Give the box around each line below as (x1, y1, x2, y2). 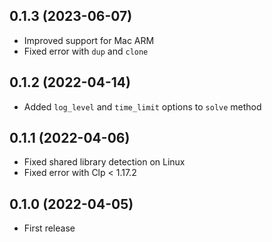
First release (23, 222, 76, 234)
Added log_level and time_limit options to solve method (23, 100, 262, 113)
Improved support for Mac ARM (23, 34, 155, 46)
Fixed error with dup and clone (23, 45, 149, 57)
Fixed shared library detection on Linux (23, 156, 186, 168)
